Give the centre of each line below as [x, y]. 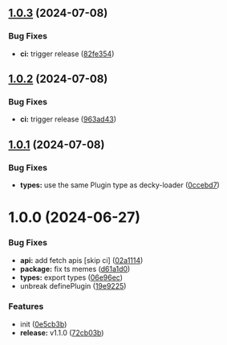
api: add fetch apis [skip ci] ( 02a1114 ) [81, 260]
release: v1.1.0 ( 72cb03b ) [62, 332]
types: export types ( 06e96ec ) [71, 277]
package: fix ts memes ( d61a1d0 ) [75, 269]
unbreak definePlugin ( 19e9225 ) [73, 285]
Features [26, 306]
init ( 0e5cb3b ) [43, 324]
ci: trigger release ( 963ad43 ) [68, 119]
